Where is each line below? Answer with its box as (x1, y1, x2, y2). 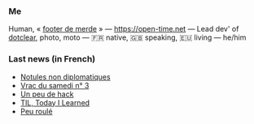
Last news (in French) (8, 53, 96, 65)
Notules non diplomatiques (20, 71, 112, 82)
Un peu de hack (20, 89, 74, 99)
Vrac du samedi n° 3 (20, 80, 90, 90)
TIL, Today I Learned (20, 97, 90, 107)
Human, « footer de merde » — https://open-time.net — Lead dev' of (8, 24, 239, 34)
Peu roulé (20, 106, 53, 116)
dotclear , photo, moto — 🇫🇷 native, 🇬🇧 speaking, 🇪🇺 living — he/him (8, 32, 247, 42)
